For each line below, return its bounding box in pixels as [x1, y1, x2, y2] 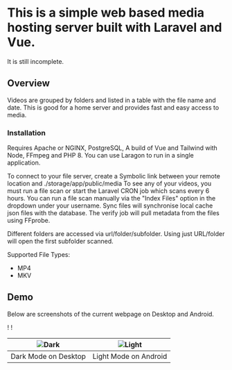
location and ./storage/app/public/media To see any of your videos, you [7, 179, 212, 188]
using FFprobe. [7, 217, 51, 225]
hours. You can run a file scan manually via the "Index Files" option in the [7, 194, 216, 203]
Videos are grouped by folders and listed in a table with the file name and [7, 96, 216, 104]
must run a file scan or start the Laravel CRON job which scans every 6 [7, 187, 210, 195]
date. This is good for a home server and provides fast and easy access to [7, 103, 220, 112]
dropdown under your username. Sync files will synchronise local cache [7, 201, 213, 210]
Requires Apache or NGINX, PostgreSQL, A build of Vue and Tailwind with [7, 144, 218, 152]
